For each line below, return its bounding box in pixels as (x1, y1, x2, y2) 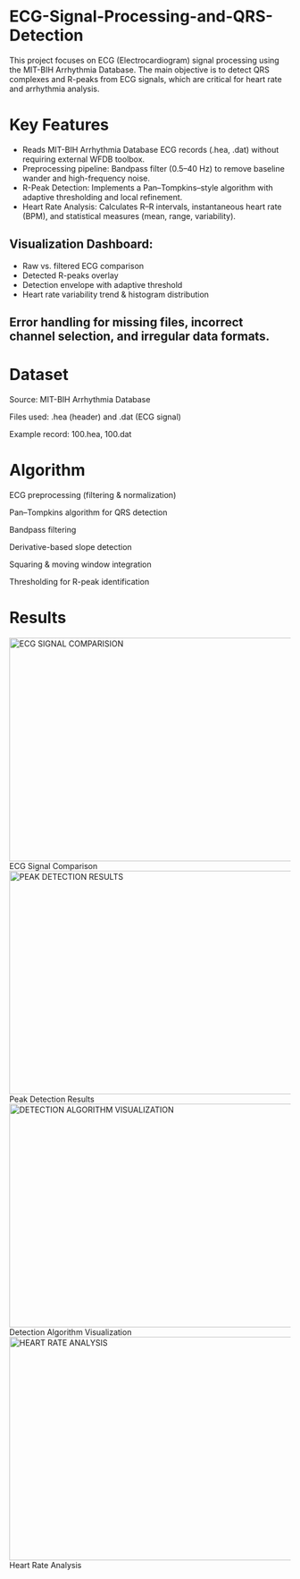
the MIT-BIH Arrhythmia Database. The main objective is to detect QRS (9, 64, 271, 75)
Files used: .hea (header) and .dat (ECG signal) (9, 411, 181, 422)
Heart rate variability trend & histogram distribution (21, 289, 210, 300)
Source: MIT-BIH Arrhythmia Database (9, 394, 151, 405)
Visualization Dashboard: (9, 237, 154, 252)
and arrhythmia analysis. (9, 83, 100, 94)
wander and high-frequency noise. (21, 173, 150, 183)
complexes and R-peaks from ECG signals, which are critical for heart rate (9, 73, 283, 84)
